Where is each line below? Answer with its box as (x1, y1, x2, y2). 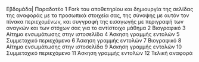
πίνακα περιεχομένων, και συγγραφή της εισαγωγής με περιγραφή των (6, 18, 184, 25)
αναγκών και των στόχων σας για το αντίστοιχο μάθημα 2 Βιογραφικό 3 (6, 24, 186, 31)
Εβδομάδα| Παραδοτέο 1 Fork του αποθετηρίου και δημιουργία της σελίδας (6, 6, 194, 12)
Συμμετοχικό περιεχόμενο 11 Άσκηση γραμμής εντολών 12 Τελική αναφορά (6, 50, 193, 56)
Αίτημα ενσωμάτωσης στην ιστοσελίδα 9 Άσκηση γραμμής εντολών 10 (6, 43, 182, 50)
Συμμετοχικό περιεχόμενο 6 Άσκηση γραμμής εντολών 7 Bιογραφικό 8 (6, 37, 182, 44)
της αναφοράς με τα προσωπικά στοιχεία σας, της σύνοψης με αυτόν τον (6, 12, 189, 19)
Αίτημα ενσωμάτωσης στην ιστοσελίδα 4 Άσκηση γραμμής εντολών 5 (6, 31, 180, 38)
